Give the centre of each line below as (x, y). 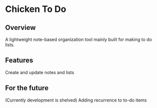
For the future (27, 88)
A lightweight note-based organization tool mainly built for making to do (79, 39)
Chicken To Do (36, 9)
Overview (21, 28)
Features (19, 60)
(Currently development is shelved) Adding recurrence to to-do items (76, 100)
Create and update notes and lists (40, 72)
